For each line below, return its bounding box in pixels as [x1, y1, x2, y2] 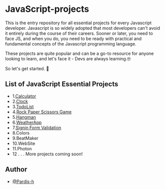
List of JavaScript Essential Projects [5, 80, 119, 89]
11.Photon [12, 145, 32, 151]
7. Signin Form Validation [12, 125, 62, 131]
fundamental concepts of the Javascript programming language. [5, 41, 137, 47]
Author [5, 165, 27, 174]
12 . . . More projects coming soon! [12, 151, 83, 157]
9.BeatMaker [12, 135, 39, 141]
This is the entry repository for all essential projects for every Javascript [5, 20, 152, 26]
